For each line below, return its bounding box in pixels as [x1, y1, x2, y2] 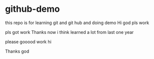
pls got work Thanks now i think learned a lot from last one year [5, 29, 134, 35]
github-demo [5, 3, 60, 15]
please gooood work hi [5, 38, 51, 45]
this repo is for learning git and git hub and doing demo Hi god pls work [5, 20, 150, 26]
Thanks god [5, 48, 29, 54]
